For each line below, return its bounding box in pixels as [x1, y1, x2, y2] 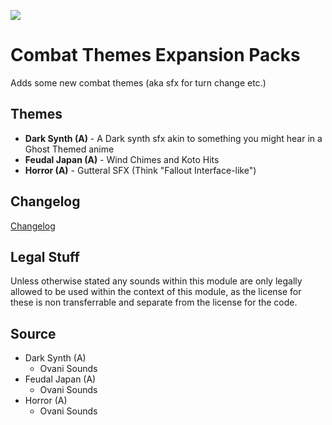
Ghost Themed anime [24, 143, 115, 155]
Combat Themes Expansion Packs [10, 44, 301, 67]
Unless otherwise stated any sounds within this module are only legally [10, 275, 303, 287]
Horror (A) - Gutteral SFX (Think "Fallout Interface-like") [24, 164, 257, 176]
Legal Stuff [10, 248, 80, 265]
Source [10, 325, 57, 342]
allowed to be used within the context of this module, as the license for [10, 286, 302, 298]
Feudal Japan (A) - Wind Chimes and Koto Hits [24, 153, 220, 165]
